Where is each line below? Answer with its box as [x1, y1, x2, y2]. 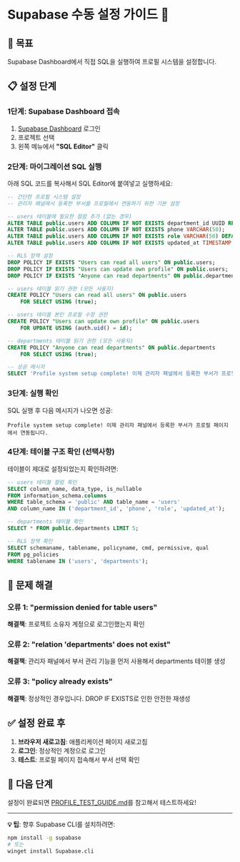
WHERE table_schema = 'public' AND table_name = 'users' [7, 499, 181, 506]
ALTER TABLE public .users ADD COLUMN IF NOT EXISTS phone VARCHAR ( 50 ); [7, 226, 225, 233]
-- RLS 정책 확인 [7, 537, 54, 544]
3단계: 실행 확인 [7, 388, 59, 398]
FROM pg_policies [7, 551, 59, 558]
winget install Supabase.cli [7, 848, 94, 855]
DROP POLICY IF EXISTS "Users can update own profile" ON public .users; [7, 265, 229, 273]
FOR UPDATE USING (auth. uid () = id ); [20, 324, 133, 332]
